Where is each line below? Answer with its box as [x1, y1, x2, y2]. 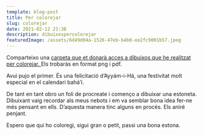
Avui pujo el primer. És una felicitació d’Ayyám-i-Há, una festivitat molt [6, 72, 182, 79]
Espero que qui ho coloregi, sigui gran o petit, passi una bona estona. [6, 122, 181, 128]
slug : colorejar [6, 20, 48, 26]
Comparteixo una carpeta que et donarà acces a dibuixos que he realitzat [6, 54, 191, 61]
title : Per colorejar [6, 15, 62, 21]
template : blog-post [6, 9, 59, 15]
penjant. [6, 110, 27, 117]
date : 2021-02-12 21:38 [6, 26, 67, 32]
